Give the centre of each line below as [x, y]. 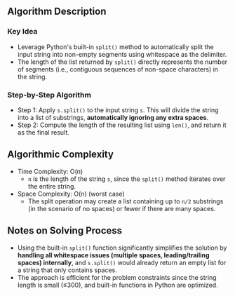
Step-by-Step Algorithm [49, 95]
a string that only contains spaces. [67, 270]
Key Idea [22, 32]
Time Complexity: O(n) [50, 171]
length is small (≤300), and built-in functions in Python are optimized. [118, 285]
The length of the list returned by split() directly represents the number [122, 62]
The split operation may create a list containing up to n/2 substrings [126, 201]
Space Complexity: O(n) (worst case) [71, 194]
